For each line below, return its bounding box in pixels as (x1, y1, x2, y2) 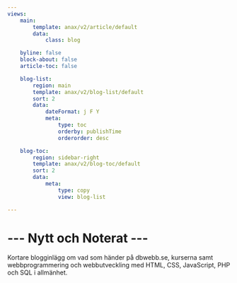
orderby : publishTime (57, 128, 122, 135)
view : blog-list (57, 193, 106, 200)
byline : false (20, 50, 62, 57)
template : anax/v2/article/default (33, 23, 138, 30)
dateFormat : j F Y (45, 108, 100, 115)
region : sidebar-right (33, 154, 100, 161)
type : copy (57, 187, 91, 194)
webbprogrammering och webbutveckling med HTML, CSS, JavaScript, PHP (7, 261, 231, 270)
